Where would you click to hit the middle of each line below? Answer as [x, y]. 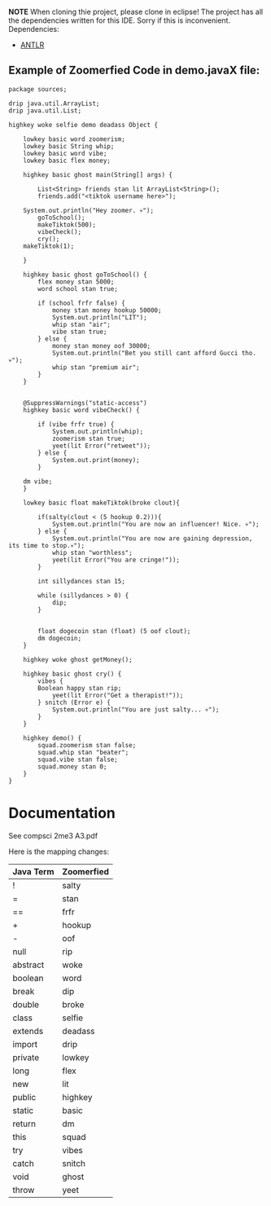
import [25, 1044]
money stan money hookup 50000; [107, 310]
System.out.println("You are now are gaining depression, [152, 538]
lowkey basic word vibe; [65, 153]
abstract [28, 965]
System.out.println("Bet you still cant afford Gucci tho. [154, 353]
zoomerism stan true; [89, 438]
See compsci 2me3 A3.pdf [53, 835]
